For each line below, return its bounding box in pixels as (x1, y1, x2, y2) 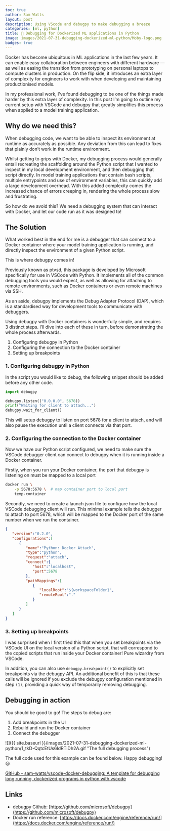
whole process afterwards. (5, 329, 61, 335)
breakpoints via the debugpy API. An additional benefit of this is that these (5, 671, 160, 677)
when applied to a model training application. (5, 107, 99, 113)
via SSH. (5, 288, 23, 294)
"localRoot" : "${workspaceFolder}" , (39, 588, 114, 593)
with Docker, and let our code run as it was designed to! (5, 208, 122, 214)
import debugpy (5, 389, 37, 395)
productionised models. (5, 81, 55, 87)
